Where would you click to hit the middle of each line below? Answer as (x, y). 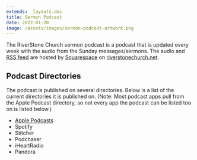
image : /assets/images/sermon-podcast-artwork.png (70, 28)
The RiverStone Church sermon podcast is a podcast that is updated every (97, 45)
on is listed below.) (29, 109)
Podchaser (28, 139)
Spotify (23, 127)
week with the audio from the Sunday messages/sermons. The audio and (96, 51)
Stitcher (24, 133)
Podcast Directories (44, 76)
